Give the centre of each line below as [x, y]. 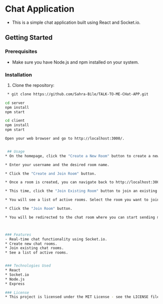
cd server [15, 103]
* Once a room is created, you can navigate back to [59, 182]
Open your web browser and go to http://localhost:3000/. [65, 139]
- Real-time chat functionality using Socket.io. [56, 239]
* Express [15, 284]
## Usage [16, 152]
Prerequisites [21, 51]
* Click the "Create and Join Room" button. [51, 173]
